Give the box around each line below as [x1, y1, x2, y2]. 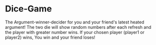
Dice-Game [5, 3, 52, 14]
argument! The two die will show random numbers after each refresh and [5, 24, 152, 30]
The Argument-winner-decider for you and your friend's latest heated [5, 19, 144, 25]
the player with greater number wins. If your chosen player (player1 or [5, 29, 145, 35]
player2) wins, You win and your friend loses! [5, 34, 96, 40]
